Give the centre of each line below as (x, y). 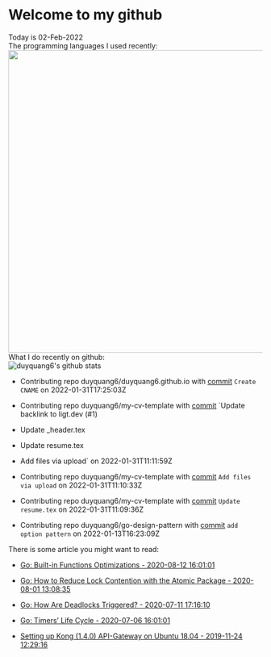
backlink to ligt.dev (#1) (59, 414)
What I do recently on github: (56, 357)
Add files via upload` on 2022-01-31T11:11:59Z (96, 461)
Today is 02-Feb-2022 (46, 37)
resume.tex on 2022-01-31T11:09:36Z (82, 509)
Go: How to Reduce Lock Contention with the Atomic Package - (125, 580)
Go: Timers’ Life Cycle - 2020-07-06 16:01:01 (95, 620)
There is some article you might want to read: (84, 549)
